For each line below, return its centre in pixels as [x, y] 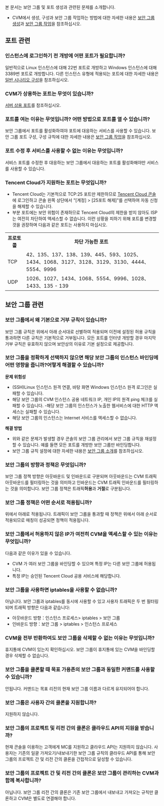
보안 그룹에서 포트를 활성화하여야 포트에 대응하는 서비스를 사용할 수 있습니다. [78, 131]
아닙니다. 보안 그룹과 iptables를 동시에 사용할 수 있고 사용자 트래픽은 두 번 [75, 602]
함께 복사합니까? [23, 781]
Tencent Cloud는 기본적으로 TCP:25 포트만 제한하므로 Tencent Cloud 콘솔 [84, 194]
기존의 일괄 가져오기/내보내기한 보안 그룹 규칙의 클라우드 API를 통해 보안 [86, 753]
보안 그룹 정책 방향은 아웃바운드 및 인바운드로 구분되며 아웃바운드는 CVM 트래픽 [81, 477]
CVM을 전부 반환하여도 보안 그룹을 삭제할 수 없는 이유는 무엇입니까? [80, 638]
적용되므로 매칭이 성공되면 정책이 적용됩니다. [48, 520]
